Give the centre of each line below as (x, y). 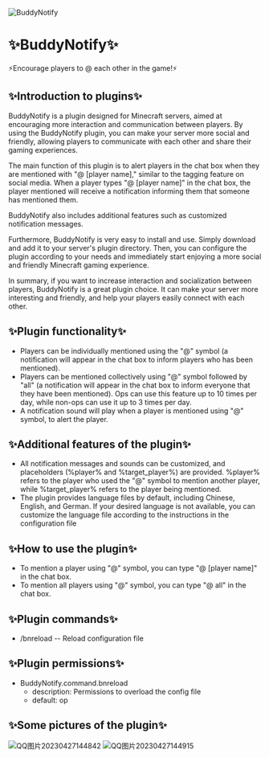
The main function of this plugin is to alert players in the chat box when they (134, 166)
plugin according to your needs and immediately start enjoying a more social (135, 256)
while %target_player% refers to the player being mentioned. (121, 490)
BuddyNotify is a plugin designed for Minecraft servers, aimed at (115, 116)
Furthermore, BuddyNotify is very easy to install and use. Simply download (132, 239)
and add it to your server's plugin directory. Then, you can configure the (128, 248)
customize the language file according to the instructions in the (124, 515)
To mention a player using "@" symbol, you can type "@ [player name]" (139, 568)
